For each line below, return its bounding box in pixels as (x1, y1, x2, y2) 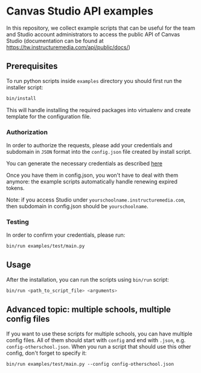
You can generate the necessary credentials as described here (6, 159, 163, 167)
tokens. (6, 184, 25, 191)
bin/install (6, 95, 36, 101)
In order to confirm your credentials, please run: (6, 231, 126, 239)
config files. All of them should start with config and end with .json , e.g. (6, 336, 186, 343)
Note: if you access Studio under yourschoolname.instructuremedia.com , (6, 196, 186, 203)
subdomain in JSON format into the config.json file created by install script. (6, 148, 192, 155)
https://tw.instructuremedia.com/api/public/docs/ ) (6, 44, 131, 51)
